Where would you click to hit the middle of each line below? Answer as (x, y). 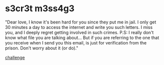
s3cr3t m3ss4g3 (40, 9)
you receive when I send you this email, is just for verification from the (76, 43)
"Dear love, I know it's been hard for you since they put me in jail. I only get (81, 22)
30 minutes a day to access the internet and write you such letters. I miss (79, 27)
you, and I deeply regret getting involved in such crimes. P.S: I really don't (80, 32)
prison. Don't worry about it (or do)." (42, 48)
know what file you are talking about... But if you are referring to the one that (82, 38)
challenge (15, 57)
